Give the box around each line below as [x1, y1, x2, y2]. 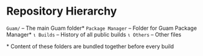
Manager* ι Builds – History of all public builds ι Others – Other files [6, 30, 182, 38]
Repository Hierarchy [6, 4, 117, 18]
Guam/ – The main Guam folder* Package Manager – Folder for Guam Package [6, 24, 197, 32]
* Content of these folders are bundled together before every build [6, 43, 174, 50]
